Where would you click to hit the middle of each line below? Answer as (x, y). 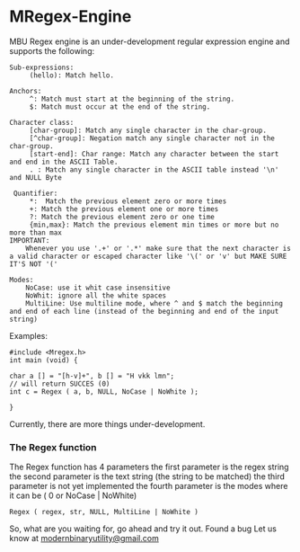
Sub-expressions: (42, 67)
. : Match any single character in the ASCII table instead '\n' (154, 169)
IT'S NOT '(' (34, 264)
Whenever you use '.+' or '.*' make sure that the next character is (159, 248)
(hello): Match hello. (72, 75)
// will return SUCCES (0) (60, 384)
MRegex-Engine (71, 17)
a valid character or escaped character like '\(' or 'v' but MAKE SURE (148, 256)
